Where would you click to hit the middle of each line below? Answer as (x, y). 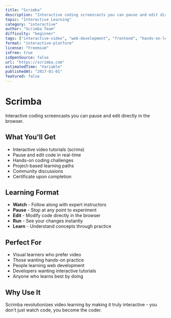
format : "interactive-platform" (39, 43)
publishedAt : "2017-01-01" (34, 72)
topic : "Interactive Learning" (38, 19)
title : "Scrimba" (24, 10)
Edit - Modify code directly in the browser (56, 216)
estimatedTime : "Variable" (34, 67)
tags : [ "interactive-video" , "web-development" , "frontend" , (72, 39)
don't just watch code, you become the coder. (53, 310)
